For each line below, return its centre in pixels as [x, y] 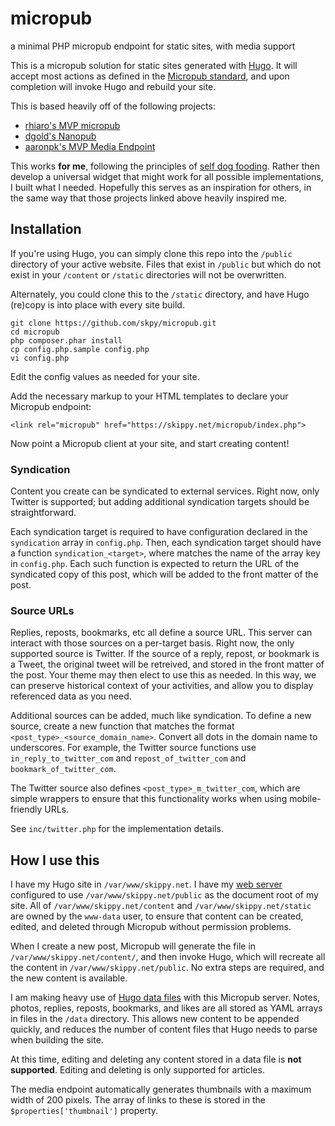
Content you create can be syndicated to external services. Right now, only [165, 491]
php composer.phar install [66, 340]
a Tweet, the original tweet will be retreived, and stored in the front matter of [167, 664]
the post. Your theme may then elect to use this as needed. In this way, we [163, 675]
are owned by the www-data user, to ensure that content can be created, [157, 916]
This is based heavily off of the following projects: [113, 106]
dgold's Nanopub [60, 136]
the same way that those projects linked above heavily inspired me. [149, 198]
